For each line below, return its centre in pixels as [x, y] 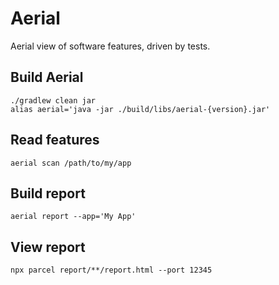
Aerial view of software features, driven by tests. [110, 46]
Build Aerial [47, 77]
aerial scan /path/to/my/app [71, 163]
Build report [48, 193]
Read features [55, 140]
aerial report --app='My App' [73, 217]
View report [48, 247]
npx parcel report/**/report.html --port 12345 [111, 270]
